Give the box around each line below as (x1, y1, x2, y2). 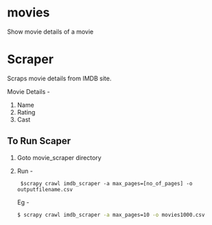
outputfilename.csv (16, 186, 73, 193)
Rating (16, 108, 36, 116)
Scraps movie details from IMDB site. (7, 74, 112, 82)
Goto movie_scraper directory (16, 153, 102, 162)
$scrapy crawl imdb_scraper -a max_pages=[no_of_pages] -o (20, 180, 193, 187)
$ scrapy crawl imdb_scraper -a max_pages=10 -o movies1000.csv (16, 211, 205, 218)
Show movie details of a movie (7, 27, 94, 36)
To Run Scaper (7, 135, 71, 147)
